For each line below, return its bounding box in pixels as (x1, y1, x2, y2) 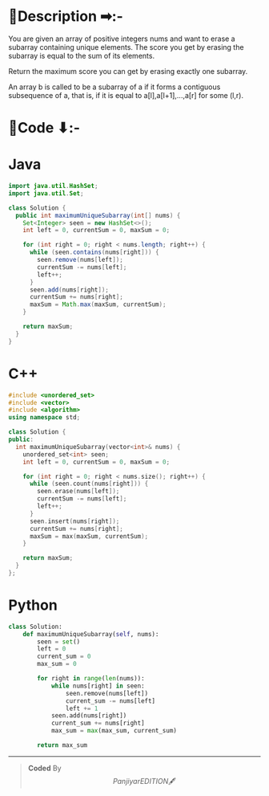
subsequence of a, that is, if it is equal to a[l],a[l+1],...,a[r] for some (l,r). (8, 90, 244, 100)
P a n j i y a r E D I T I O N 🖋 (112, 776, 176, 786)
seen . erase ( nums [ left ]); (37, 488, 120, 496)
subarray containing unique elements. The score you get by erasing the (8, 42, 244, 51)
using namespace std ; (8, 414, 81, 422)
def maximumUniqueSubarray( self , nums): (22, 630, 159, 638)
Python (8, 596, 58, 614)
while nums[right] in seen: (50, 682, 146, 690)
